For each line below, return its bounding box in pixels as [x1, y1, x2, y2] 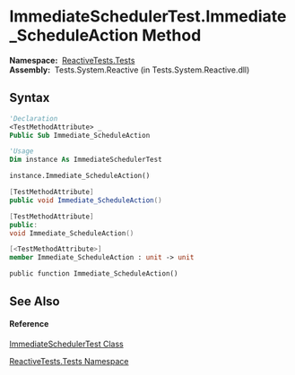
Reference [9, 319, 49, 329]
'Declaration [9, 114, 58, 123]
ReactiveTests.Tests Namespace [9, 355, 129, 366]
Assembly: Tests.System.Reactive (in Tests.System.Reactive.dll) [9, 64, 250, 75]
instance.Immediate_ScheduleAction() [9, 172, 151, 181]
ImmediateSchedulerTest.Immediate [9, 6, 287, 27]
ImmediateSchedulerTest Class [9, 338, 124, 349]
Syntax [9, 90, 50, 106]
